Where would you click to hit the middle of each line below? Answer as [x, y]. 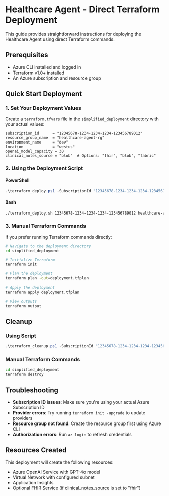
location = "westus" [40, 147]
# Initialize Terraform [30, 260]
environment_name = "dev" [37, 143]
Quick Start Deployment [44, 94]
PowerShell [17, 180]
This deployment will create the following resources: [59, 462]
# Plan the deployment [29, 274]
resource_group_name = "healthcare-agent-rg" [55, 138]
